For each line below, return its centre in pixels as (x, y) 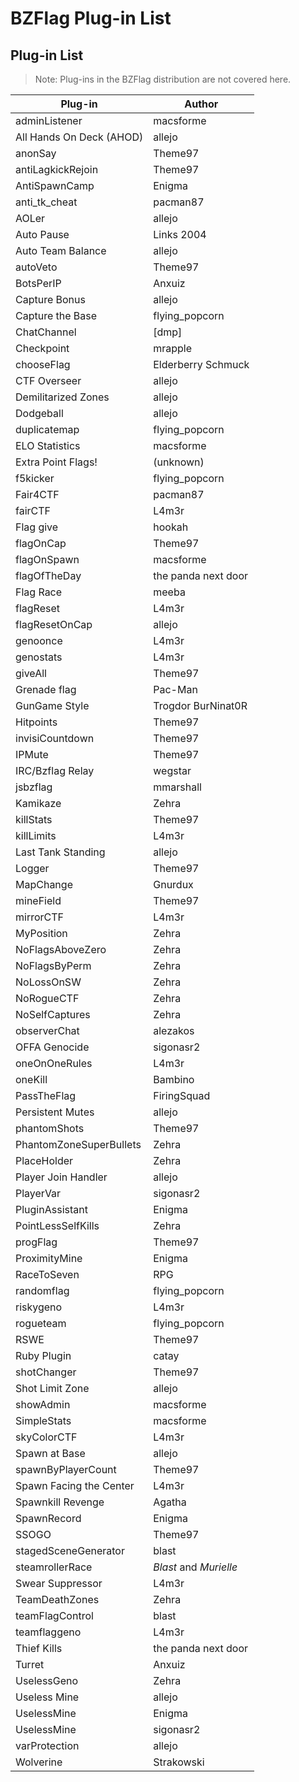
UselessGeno (47, 1680)
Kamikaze (38, 803)
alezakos (174, 1030)
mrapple (173, 348)
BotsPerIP (38, 283)
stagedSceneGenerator (70, 1550)
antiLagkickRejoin (57, 169)
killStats (34, 819)
